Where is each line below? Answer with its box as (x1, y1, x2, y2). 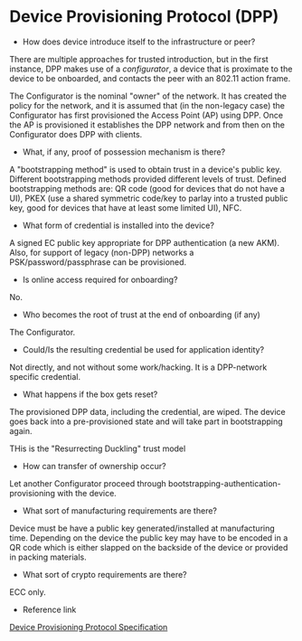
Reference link (22, 604, 77, 615)
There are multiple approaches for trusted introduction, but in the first (9, 53, 269, 64)
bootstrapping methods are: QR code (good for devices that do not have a (9, 183, 285, 193)
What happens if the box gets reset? (22, 389, 158, 400)
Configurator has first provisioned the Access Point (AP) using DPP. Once (9, 109, 283, 120)
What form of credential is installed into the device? (22, 220, 215, 231)
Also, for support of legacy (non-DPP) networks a (9, 247, 194, 258)
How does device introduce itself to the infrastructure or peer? (22, 36, 256, 47)
